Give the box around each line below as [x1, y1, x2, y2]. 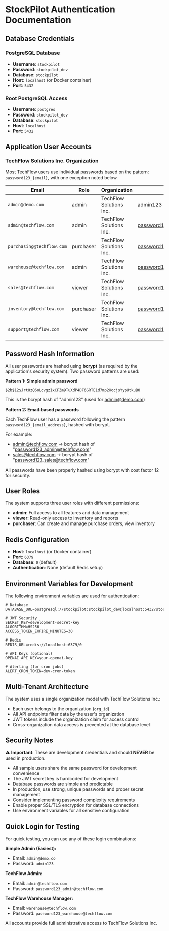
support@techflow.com [8, 326, 59, 332]
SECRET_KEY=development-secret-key [5, 620, 80, 625]
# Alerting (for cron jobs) [5, 664, 64, 669]
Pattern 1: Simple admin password [5, 378, 78, 384]
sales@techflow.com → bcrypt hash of [12, 451, 93, 457]
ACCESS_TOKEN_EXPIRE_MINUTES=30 [5, 629, 73, 634]
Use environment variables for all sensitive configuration [12, 807, 130, 813]
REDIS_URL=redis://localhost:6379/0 [5, 642, 82, 648]
